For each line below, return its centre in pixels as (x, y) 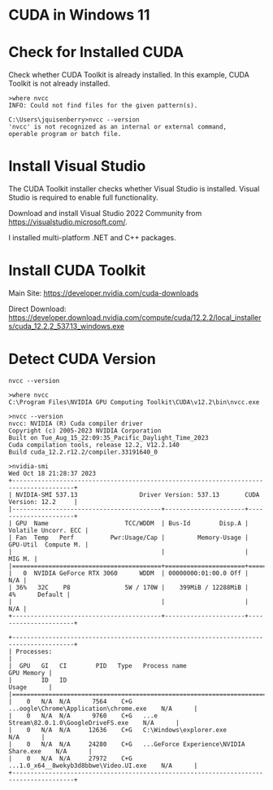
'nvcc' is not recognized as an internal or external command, (118, 127)
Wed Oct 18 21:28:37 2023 (52, 473)
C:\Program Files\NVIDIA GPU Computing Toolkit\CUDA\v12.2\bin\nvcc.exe (134, 402)
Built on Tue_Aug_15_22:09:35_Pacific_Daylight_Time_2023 (108, 437)
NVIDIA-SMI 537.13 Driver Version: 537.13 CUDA (138, 494)
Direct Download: (37, 309)
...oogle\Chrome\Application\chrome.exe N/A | (103, 709)
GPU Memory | (30, 673)
